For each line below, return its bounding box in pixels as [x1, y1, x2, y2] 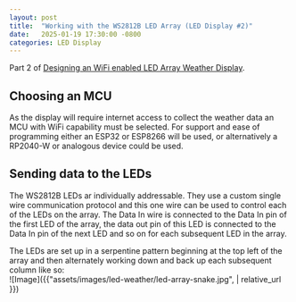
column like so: [9, 264, 65, 275]
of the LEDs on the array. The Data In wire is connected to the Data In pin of [9, 209, 287, 220]
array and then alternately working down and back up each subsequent [9, 255, 272, 265]
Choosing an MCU [9, 88, 112, 104]
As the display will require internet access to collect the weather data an [9, 113, 275, 123]
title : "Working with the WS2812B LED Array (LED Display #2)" [9, 21, 253, 30]
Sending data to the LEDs [9, 166, 152, 181]
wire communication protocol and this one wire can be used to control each [9, 199, 287, 210]
